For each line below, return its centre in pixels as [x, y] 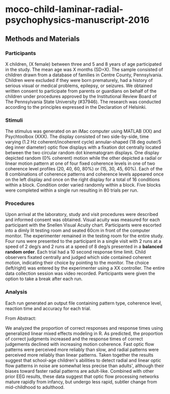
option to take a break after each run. [44, 279]
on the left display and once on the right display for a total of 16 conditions [83, 180]
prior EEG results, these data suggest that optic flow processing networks [82, 376]
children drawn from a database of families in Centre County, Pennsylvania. [84, 75]
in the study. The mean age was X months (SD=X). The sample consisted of [84, 69]
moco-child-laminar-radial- [64, 9]
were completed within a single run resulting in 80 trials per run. [72, 190]
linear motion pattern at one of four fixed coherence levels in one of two [80, 163]
